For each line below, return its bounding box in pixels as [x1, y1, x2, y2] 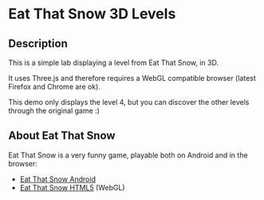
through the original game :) [8, 106, 100, 115]
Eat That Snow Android [19, 174, 96, 184]
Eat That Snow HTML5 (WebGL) [19, 182, 125, 192]
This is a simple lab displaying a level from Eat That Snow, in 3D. [8, 58, 219, 67]
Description [8, 37, 68, 50]
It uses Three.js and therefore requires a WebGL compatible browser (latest [8, 74, 257, 82]
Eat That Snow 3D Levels [8, 5, 176, 23]
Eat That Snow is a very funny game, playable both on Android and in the [8, 150, 249, 160]
